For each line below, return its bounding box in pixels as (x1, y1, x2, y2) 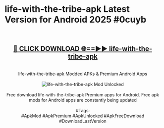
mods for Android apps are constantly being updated (28, 97, 137, 103)
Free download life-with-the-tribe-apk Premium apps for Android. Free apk (6, 91, 160, 97)
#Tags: (75, 107, 90, 113)
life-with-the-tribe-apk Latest (4, 3, 130, 15)
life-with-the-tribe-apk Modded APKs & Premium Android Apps (18, 71, 147, 77)
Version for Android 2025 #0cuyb (4, 14, 147, 25)
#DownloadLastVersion (58, 118, 107, 124)
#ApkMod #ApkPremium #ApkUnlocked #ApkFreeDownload (21, 113, 145, 119)
